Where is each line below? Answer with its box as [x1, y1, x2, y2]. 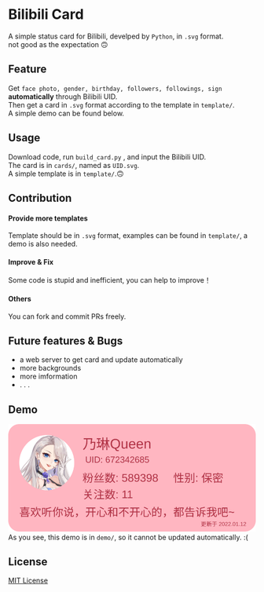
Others [8, 294, 31, 303]
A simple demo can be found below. [8, 108, 124, 118]
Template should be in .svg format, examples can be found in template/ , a [8, 231, 248, 240]
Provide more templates [8, 214, 88, 223]
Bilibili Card [8, 5, 84, 24]
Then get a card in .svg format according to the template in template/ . [8, 100, 235, 109]
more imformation [19, 371, 78, 382]
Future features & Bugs [8, 334, 123, 347]
